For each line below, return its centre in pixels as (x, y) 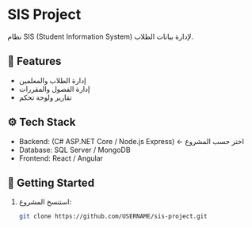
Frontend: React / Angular (61, 158)
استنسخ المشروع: (45, 202)
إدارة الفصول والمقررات (54, 89)
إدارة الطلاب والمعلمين (52, 80)
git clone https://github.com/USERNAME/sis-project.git (113, 217)
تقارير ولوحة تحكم (45, 97)
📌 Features (34, 61)
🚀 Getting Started (51, 182)
